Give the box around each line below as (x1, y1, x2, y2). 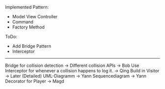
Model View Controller (12, 14, 58, 19)
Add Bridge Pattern (12, 43, 52, 49)
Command (12, 19, 33, 25)
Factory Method (12, 24, 45, 30)
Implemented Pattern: (5, 4, 49, 10)
